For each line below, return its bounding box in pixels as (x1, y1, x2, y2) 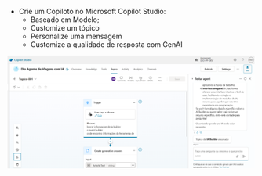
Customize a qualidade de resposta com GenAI (30, 40, 183, 49)
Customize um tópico (30, 23, 100, 32)
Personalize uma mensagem (30, 31, 122, 41)
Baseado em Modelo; (30, 15, 100, 24)
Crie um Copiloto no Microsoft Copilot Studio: (18, 7, 166, 16)
